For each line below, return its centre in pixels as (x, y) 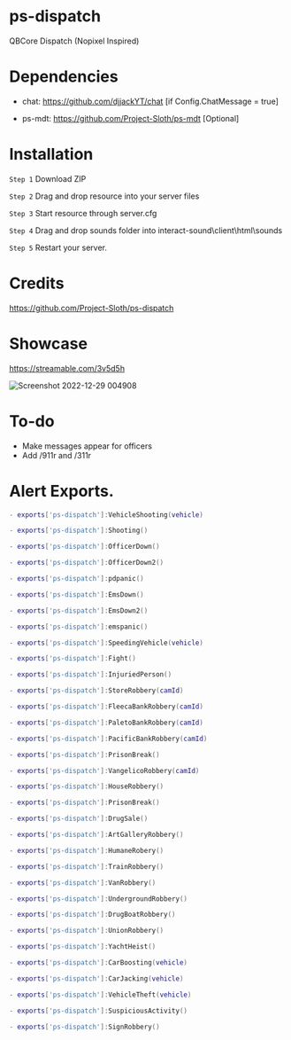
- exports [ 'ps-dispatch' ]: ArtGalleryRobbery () (96, 835)
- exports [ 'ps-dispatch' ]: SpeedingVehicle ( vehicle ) (106, 643)
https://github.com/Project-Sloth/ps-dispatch (92, 308)
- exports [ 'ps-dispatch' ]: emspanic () (79, 627)
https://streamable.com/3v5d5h (67, 368)
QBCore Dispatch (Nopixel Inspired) (74, 41)
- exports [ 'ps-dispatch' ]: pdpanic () (77, 579)
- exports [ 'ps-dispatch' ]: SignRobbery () (85, 1027)
